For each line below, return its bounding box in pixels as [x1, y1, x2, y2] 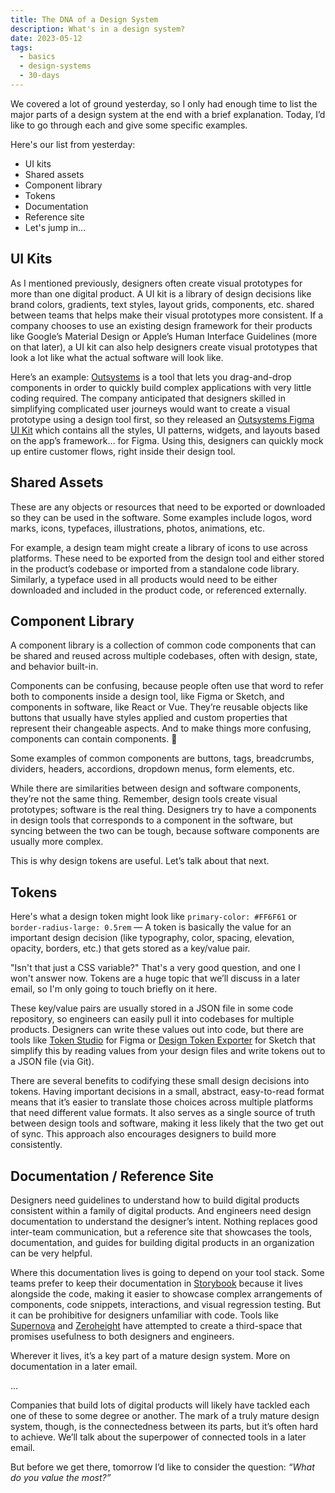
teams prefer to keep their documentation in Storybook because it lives [10, 1277, 303, 1289]
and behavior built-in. [10, 661, 99, 673]
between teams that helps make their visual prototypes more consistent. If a [10, 309, 324, 321]
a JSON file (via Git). [10, 1056, 95, 1068]
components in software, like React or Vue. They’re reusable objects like [10, 701, 308, 713]
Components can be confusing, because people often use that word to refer [10, 680, 324, 692]
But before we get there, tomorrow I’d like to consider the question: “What [10, 1461, 315, 1473]
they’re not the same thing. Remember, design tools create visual [10, 793, 278, 805]
